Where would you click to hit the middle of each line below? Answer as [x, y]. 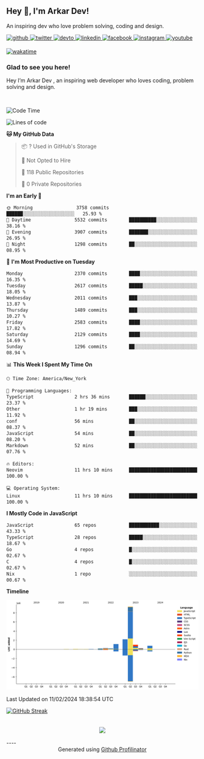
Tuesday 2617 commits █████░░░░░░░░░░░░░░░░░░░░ [102, 286]
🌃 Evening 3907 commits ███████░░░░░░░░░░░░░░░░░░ [102, 232]
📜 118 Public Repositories [52, 172]
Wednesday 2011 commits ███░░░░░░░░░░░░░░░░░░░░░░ [102, 298]
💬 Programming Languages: [39, 391]
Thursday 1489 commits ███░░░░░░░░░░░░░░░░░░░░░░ [102, 310]
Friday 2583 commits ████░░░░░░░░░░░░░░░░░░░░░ [102, 323]
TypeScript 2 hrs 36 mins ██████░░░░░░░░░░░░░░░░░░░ [102, 397]
